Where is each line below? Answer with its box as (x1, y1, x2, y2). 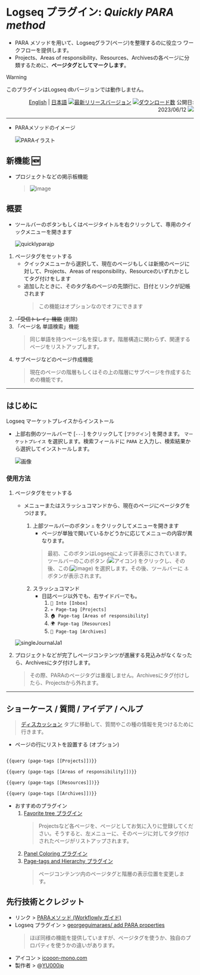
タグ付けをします (29, 275, 71, 282)
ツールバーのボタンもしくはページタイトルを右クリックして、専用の (14, 221, 182, 228)
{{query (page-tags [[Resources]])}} (6, 780, 100, 786)
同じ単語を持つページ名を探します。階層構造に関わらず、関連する (29, 336, 190, 343)
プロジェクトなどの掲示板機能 (14, 173, 88, 180)
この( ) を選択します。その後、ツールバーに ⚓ (58, 565, 189, 572)
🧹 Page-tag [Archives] (50, 629, 107, 635)
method (6, 19, 46, 32)
